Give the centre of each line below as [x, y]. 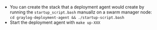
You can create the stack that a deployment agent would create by [77, 7]
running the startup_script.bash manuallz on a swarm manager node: [81, 12]
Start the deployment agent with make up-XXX [55, 22]
